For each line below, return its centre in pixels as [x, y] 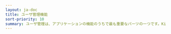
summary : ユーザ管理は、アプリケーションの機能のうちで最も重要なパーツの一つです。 [83, 24]
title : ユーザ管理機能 [27, 14]
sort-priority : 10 [25, 19]
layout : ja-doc [21, 10]
